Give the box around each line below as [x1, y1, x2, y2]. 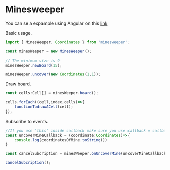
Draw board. [5, 81, 31, 87]
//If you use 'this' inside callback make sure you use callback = [5, 128, 151, 133]
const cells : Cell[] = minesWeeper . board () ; [5, 91, 99, 96]
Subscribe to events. [5, 118, 49, 124]
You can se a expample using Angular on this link [5, 20, 108, 26]
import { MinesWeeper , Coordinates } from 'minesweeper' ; [5, 39, 130, 45]
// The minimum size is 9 [5, 58, 60, 63]
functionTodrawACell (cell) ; [14, 104, 73, 109]
